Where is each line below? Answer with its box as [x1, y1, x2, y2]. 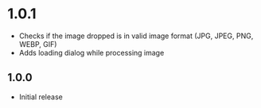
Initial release [18, 92, 63, 102]
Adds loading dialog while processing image [18, 48, 165, 57]
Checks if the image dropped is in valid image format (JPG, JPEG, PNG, [18, 31, 254, 40]
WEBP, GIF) [18, 39, 57, 48]
